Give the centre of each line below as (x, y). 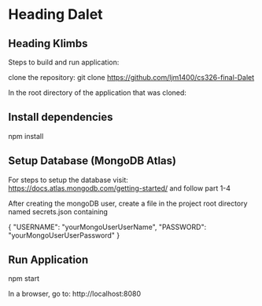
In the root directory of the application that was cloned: (98, 93)
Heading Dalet (56, 15)
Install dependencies (61, 117)
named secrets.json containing (58, 211)
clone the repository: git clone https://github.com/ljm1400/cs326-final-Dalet (131, 77)
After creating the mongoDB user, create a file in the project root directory (128, 203)
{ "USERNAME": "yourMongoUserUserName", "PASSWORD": (107, 227)
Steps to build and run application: (64, 62)
